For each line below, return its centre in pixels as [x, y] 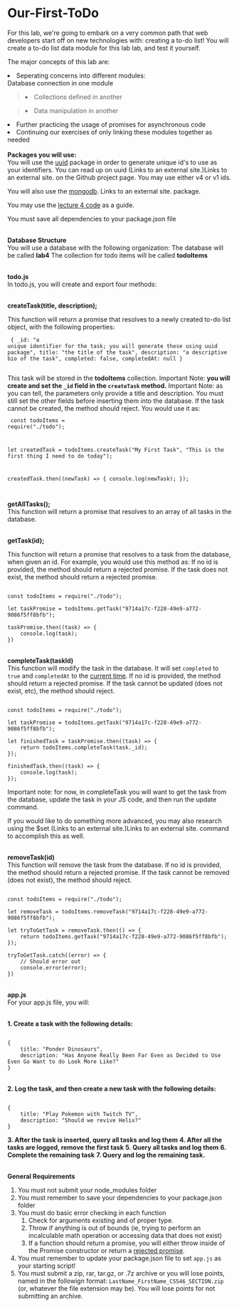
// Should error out [51, 962]
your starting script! [47, 1266]
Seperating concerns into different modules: [81, 75]
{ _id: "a [25, 340]
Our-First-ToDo [53, 13]
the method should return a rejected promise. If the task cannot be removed [118, 873]
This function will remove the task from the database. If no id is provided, [115, 865]
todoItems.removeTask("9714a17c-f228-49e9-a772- [135, 912]
